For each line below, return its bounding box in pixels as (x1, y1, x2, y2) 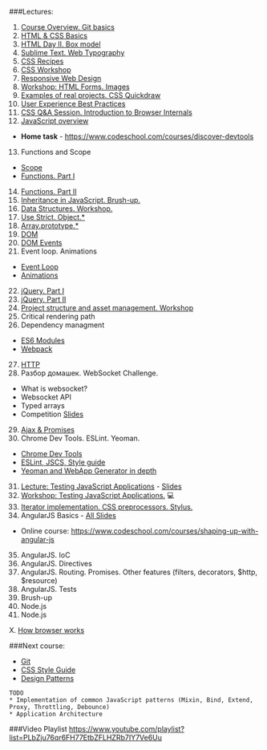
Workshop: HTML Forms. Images (20, 82, 131, 91)
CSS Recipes (20, 56, 64, 66)
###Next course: (9, 641, 65, 651)
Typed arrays (20, 401, 65, 410)
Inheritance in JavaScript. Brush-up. (20, 196, 141, 205)
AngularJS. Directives (20, 559, 93, 568)
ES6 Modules (20, 336, 65, 345)
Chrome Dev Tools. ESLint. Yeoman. (20, 433, 140, 443)
